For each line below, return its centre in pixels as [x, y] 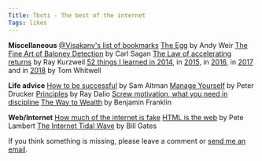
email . [18, 149]
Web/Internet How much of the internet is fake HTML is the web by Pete [126, 117]
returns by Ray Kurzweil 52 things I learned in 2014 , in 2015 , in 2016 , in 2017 [131, 62]
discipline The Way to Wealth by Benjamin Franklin [90, 102]
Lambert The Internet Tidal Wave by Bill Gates [83, 126]
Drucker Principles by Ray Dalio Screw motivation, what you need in [118, 93]
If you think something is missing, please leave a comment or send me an [127, 141]
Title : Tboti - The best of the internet [77, 15]
